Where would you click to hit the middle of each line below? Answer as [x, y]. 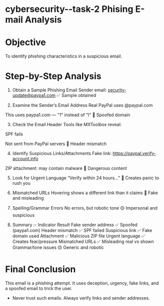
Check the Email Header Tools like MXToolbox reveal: [67, 125]
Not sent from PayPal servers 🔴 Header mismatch [56, 144]
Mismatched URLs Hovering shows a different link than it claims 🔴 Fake [85, 193]
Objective [26, 42]
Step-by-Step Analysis [53, 76]
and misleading [28, 198]
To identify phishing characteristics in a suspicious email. [64, 56]
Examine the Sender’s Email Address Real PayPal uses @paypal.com [82, 105]
